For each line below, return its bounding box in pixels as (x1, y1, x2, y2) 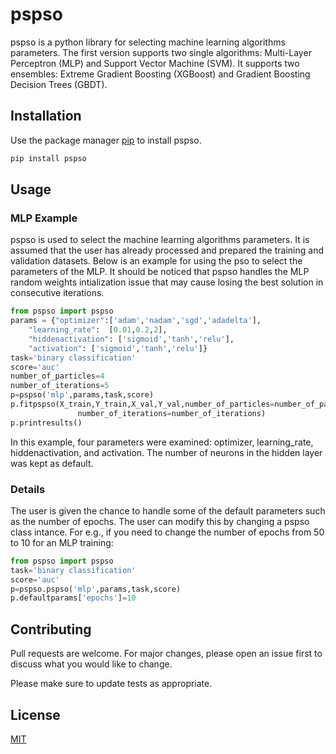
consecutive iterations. (10, 287, 105, 299)
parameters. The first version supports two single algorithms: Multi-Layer (10, 46, 312, 58)
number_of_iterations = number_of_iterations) (77, 408, 267, 418)
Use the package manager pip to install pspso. (10, 134, 202, 146)
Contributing (10, 621, 92, 638)
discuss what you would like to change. (10, 658, 173, 670)
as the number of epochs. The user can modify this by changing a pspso (10, 515, 310, 527)
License (10, 706, 61, 723)
